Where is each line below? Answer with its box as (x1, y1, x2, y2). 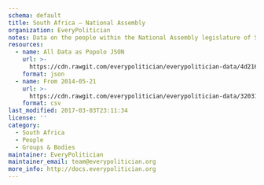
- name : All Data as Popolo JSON (15, 48, 125, 56)
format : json (22, 70, 65, 78)
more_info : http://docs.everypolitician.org (8, 165, 156, 173)
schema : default (8, 11, 61, 20)
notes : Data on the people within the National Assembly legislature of (8, 33, 251, 42)
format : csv (22, 99, 61, 107)
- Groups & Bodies (15, 143, 76, 151)
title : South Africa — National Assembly (8, 19, 146, 27)
